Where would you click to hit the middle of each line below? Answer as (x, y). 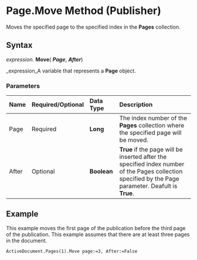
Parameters (23, 86)
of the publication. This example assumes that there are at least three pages (98, 234)
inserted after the (143, 157)
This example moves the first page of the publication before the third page (96, 228)
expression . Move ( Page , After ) (45, 59)
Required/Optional (57, 105)
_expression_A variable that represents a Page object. (71, 71)
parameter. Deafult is (148, 186)
